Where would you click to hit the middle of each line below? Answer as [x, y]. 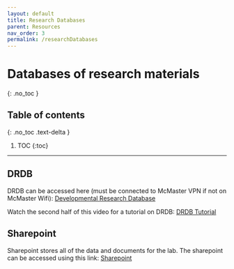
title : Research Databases [46, 20]
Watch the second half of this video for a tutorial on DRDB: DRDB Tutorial [112, 212]
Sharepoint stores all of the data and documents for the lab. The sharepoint [115, 250]
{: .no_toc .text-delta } [39, 132]
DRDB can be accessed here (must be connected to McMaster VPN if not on [117, 191]
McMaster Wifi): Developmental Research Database [81, 198]
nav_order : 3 [26, 33]
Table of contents [46, 115]
